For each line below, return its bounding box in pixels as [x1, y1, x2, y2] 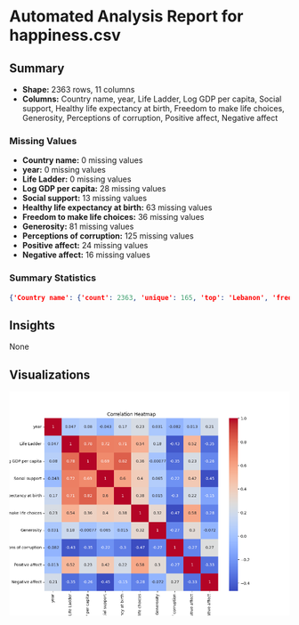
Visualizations [9, 367, 91, 382]
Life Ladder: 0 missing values [21, 174, 132, 184]
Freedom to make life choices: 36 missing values [21, 212, 205, 223]
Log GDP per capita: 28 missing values [21, 183, 166, 194]
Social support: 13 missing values [21, 193, 148, 204]
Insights [9, 318, 56, 333]
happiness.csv [9, 25, 122, 45]
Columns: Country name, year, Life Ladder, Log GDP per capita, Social [21, 93, 282, 104]
